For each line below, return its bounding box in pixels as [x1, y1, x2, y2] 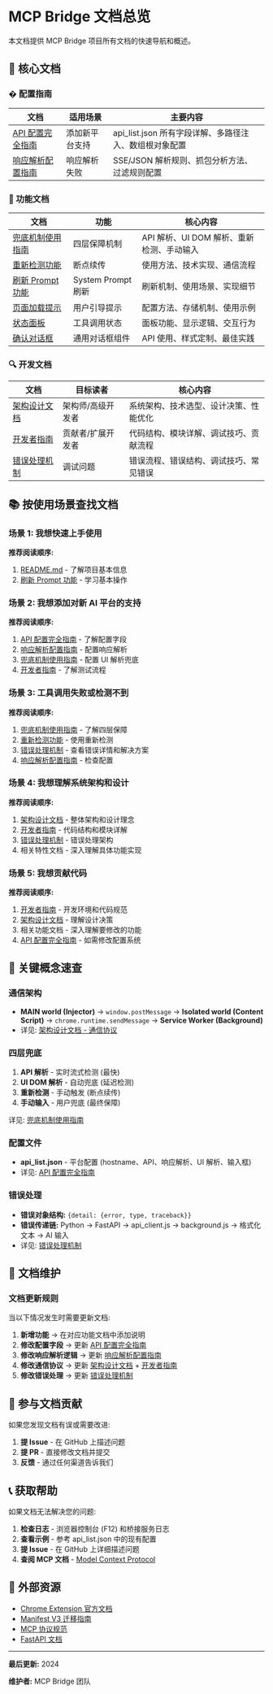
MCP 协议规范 [19, 1623, 67, 1634]
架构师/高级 [62, 400, 107, 411]
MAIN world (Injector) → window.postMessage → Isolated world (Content [19, 1006, 264, 1016]
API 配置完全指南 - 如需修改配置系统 [19, 936, 141, 945]
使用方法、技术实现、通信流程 [141, 259, 256, 271]
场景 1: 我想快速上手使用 [8, 528, 102, 539]
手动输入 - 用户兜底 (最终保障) [19, 1098, 121, 1108]
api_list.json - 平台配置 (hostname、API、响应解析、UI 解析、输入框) [19, 1158, 252, 1167]
